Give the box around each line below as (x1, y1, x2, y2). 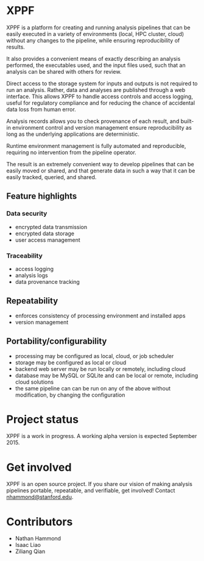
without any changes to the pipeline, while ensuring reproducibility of (6, 37, 180, 44)
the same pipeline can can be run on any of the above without (15, 384, 171, 392)
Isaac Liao (15, 542, 41, 549)
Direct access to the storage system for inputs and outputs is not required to (6, 80, 198, 87)
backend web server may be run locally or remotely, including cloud (15, 365, 186, 372)
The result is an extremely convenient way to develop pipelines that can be (6, 160, 194, 168)
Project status (6, 412, 79, 426)
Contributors (6, 515, 73, 529)
